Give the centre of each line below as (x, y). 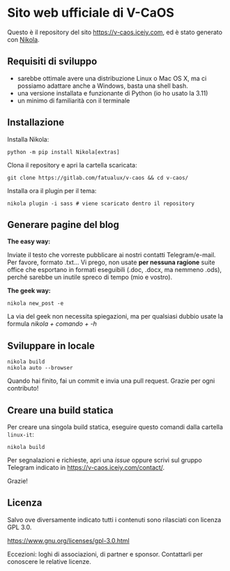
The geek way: (29, 291)
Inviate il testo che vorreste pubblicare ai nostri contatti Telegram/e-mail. (112, 255)
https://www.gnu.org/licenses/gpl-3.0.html (69, 540)
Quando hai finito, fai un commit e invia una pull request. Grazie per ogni (111, 381)
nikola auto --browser (40, 368)
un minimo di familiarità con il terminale (74, 100)
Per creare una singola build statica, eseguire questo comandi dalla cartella (115, 427)
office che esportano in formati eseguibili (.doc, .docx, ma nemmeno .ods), (114, 270)
